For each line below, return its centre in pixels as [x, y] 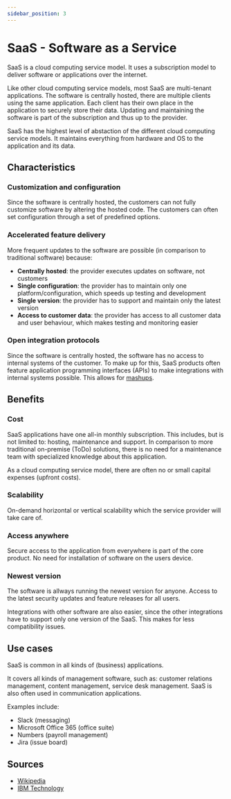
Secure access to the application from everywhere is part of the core [105, 551]
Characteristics [41, 167]
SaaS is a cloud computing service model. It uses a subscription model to [112, 67]
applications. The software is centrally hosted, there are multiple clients [109, 95]
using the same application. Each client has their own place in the [100, 103]
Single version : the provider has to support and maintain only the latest [119, 300]
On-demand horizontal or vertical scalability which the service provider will [114, 510]
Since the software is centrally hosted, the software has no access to [105, 355]
